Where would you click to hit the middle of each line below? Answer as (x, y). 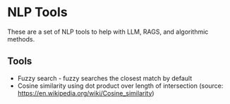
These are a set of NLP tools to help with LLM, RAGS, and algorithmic (108, 32)
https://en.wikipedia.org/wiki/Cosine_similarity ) (86, 93)
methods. (21, 39)
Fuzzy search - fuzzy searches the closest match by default (105, 78)
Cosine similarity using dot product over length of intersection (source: (120, 86)
